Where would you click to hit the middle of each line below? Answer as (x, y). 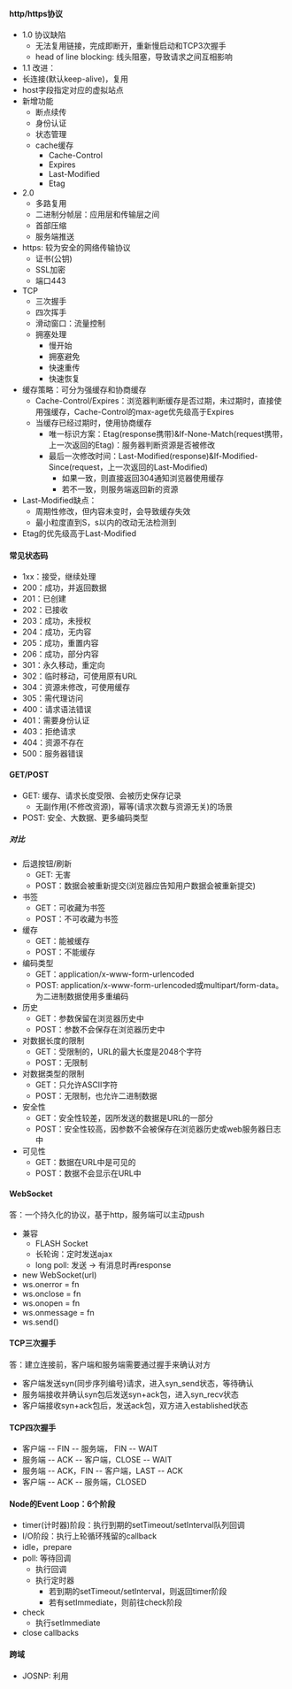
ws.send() (40, 1322)
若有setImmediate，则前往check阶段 (115, 1602)
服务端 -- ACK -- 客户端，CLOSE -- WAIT (97, 1460)
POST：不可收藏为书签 (77, 918)
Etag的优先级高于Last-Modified (79, 534)
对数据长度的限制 (53, 1040)
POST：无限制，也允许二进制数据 (96, 1095)
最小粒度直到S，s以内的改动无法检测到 (106, 523)
